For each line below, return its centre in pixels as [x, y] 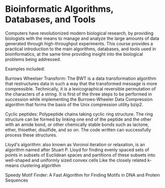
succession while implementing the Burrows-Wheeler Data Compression [79, 99]
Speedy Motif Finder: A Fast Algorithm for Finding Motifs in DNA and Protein [82, 175]
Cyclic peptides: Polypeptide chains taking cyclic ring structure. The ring [79, 114]
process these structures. [31, 135]
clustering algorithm [40, 165]
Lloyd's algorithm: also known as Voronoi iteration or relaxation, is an [75, 144]
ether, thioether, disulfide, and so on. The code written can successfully [78, 129]
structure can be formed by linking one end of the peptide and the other [78, 119]
